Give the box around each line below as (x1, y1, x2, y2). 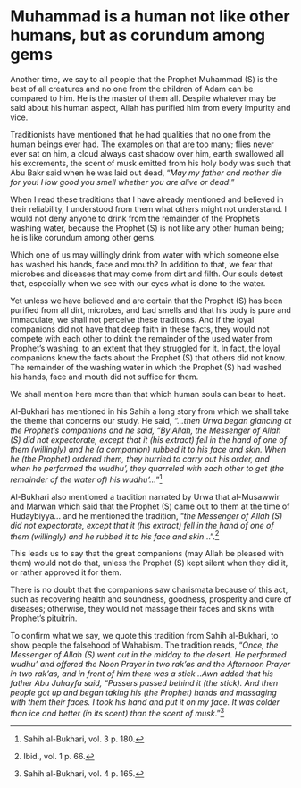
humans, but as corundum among (10, 25, 266, 46)
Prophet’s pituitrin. (10, 613, 78, 623)
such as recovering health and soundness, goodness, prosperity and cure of (10, 594, 292, 605)
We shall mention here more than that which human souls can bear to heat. (10, 388, 287, 399)
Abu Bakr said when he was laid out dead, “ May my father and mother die (10, 167, 282, 178)
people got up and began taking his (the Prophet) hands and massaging (10, 687, 278, 699)
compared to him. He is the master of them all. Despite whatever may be (10, 92, 276, 104)
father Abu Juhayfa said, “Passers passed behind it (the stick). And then (10, 678, 279, 689)
